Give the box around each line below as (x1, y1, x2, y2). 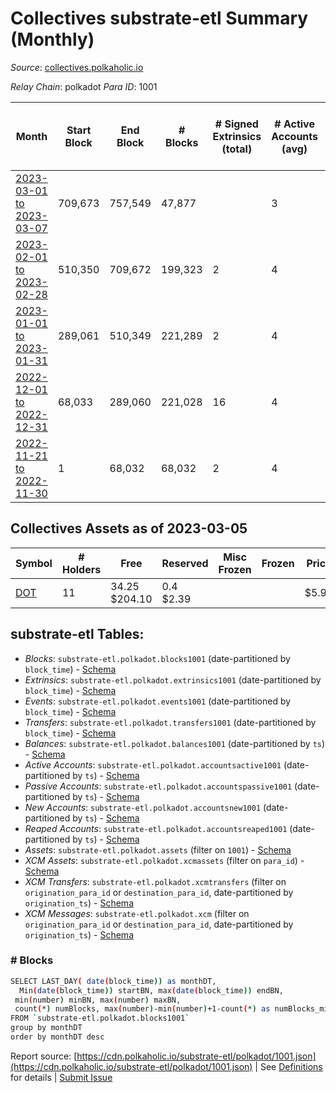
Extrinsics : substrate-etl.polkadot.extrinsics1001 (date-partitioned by (24, 673, 322, 686)
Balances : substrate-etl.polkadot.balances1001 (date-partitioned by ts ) (24, 737, 326, 749)
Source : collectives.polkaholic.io (10, 61, 144, 73)
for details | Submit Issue (10, 1071, 113, 1083)
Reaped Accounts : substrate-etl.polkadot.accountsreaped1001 (24, 822, 288, 834)
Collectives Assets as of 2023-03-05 (10, 520, 248, 537)
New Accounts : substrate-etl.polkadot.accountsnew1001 (24, 801, 262, 813)
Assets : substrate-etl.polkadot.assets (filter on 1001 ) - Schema (24, 843, 292, 856)
